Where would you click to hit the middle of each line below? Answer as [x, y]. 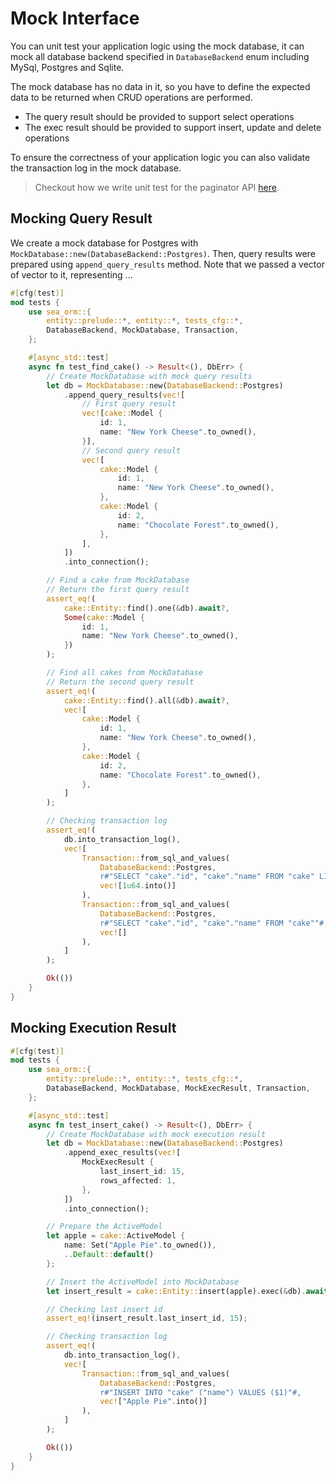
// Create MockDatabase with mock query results [149, 376]
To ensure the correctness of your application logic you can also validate [160, 157]
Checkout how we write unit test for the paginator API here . [157, 187]
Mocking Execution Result [93, 1028]
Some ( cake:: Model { [104, 617]
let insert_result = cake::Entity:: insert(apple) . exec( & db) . [176, 1291]
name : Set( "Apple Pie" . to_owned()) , [140, 1245]
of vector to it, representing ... [71, 274]
